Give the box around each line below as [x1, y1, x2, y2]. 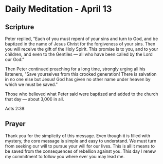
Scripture [5, 23, 34, 31]
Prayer [5, 120, 26, 128]
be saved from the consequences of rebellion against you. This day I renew [5, 148, 156, 154]
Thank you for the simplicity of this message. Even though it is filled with [5, 133, 150, 139]
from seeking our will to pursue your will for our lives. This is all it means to [5, 143, 155, 149]
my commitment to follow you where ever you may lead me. [5, 153, 125, 159]
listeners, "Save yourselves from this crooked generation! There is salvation [5, 71, 157, 77]
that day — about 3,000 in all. [5, 96, 64, 102]
